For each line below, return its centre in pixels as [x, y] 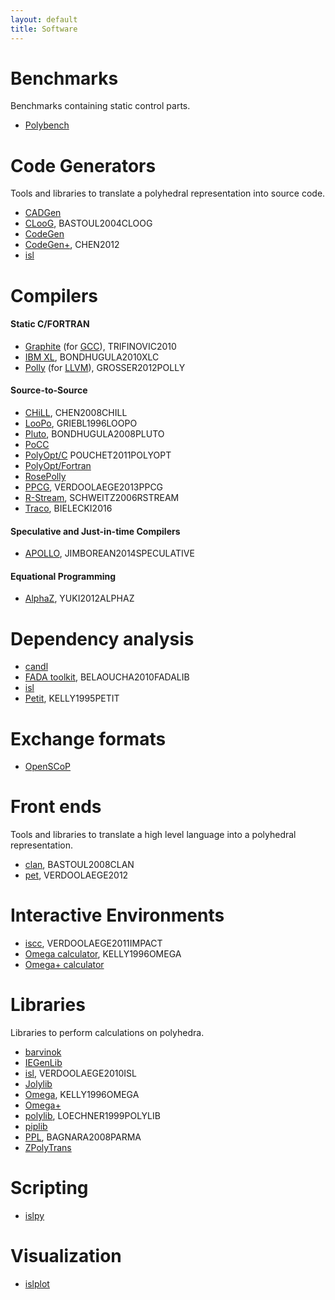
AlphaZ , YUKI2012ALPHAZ [79, 598]
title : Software [44, 29]
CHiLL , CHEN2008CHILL [76, 412]
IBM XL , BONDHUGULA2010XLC [92, 357]
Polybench [47, 125]
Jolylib [38, 1084]
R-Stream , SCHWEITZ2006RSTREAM [102, 497]
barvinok [43, 1052]
